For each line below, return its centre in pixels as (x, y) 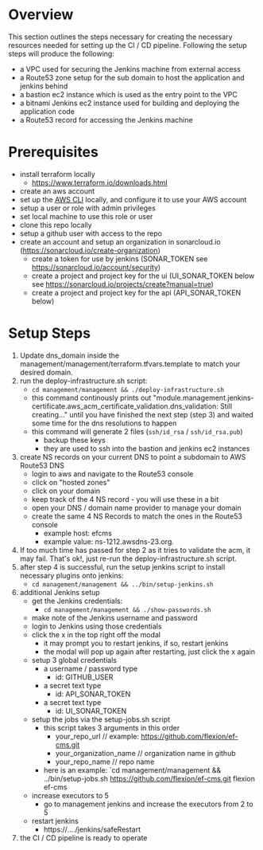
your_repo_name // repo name (105, 762)
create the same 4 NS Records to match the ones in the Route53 (137, 516)
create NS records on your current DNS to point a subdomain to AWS (133, 456)
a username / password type (90, 668)
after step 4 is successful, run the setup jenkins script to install (122, 566)
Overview (41, 15)
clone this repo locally (56, 225)
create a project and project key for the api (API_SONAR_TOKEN (136, 292)
